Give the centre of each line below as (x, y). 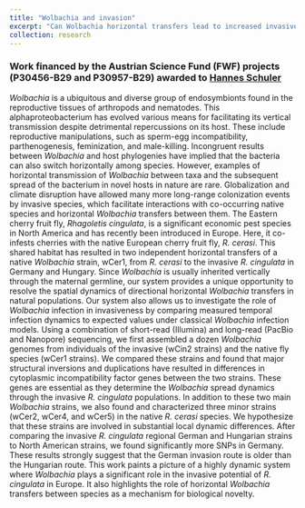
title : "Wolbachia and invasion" (73, 18)
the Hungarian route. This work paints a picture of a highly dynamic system (150, 464)
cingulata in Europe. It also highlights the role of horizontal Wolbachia (140, 483)
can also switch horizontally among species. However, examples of (135, 165)
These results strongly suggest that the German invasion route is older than (151, 454)
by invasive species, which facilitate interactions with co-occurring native (147, 204)
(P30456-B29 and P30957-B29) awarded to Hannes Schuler (145, 78)
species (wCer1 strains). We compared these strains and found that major (147, 358)
